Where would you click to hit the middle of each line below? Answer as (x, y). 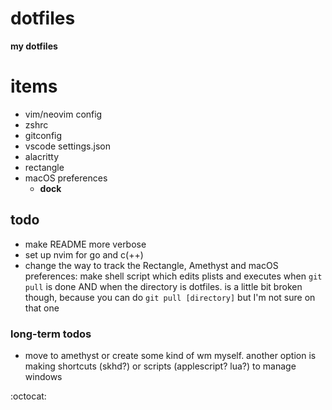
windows (43, 376)
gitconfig (43, 135)
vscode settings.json (67, 146)
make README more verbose (85, 244)
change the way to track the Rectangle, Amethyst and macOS (151, 265)
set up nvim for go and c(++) (84, 254)
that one (42, 308)
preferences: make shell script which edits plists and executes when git (173, 276)
